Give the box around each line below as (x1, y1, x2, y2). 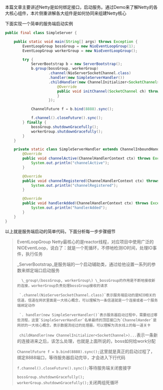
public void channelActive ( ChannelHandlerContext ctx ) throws (22, 156, 151, 161)
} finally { (22, 120, 47, 125)
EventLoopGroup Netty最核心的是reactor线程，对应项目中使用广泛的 (16, 238, 154, 245)
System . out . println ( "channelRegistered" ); (31, 183, 118, 188)
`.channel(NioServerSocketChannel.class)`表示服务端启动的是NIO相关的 (19, 292, 156, 297)
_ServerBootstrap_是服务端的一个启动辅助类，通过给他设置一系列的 (16, 261, 152, 267)
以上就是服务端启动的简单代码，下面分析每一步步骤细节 (5, 228, 115, 234)
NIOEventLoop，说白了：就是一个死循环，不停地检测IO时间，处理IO (16, 245, 153, 251)
